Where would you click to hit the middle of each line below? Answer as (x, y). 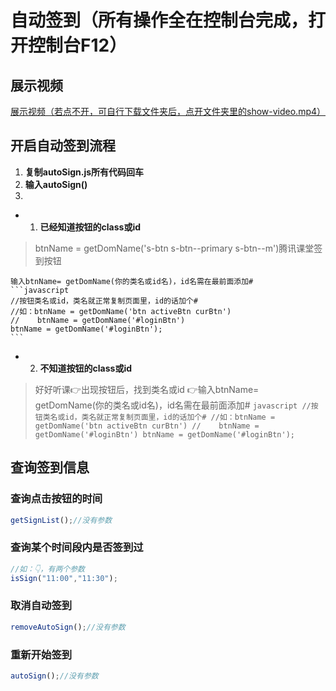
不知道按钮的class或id (86, 368)
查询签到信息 (50, 467)
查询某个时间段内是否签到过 (77, 548)
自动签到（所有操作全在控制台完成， (159, 20)
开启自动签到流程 (63, 146)
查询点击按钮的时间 (56, 499)
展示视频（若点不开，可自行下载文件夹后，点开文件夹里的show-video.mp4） (168, 111)
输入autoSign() (56, 184)
